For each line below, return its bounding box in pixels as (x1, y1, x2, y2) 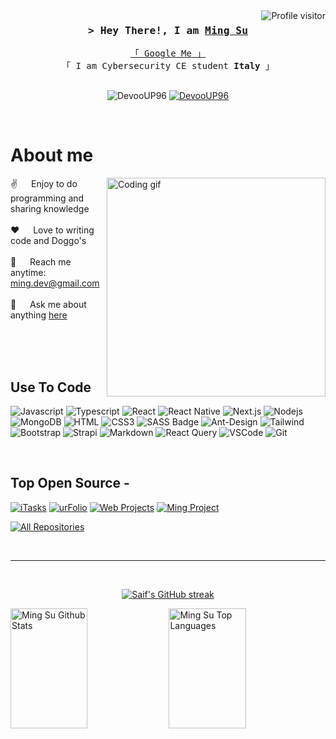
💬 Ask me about (10, 299, 87, 311)
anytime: (10, 267, 47, 279)
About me (10, 144, 94, 167)
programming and (10, 192, 85, 204)
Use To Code (10, 379, 92, 396)
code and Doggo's (10, 235, 87, 247)
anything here (10, 309, 68, 321)
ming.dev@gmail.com (10, 277, 100, 289)
